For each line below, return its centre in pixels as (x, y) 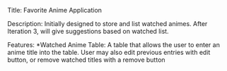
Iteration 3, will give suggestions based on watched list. (88, 31)
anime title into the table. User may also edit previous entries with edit (109, 52)
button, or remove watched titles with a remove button (86, 60)
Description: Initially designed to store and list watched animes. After (107, 24)
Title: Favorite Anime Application (55, 10)
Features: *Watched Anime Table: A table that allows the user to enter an (114, 45)
